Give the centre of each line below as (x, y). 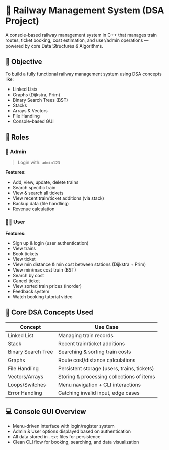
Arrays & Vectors (30, 110)
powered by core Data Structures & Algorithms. (54, 46)
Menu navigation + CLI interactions (99, 385)
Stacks (20, 105)
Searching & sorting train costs (94, 352)
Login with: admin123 (39, 163)
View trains (24, 248)
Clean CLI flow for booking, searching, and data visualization (76, 442)
